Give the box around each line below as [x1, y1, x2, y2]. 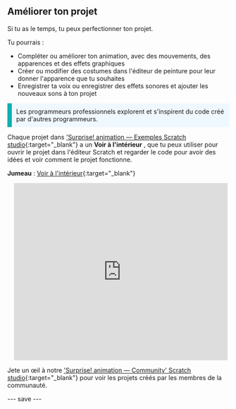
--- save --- [7, 394, 42, 403]
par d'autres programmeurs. [16, 114, 99, 123]
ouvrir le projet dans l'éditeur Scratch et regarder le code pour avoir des [7, 147, 216, 156]
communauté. [7, 381, 48, 389]
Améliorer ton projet [7, 6, 98, 18]
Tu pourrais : [7, 38, 44, 47]
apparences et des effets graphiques [17, 59, 125, 68]
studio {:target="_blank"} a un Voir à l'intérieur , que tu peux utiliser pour [7, 140, 218, 149]
